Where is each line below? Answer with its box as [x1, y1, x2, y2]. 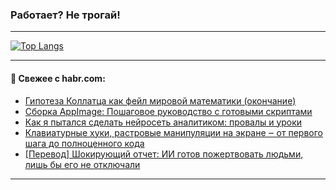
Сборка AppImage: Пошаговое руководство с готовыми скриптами [24, 105, 313, 117]
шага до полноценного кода [24, 137, 145, 149]
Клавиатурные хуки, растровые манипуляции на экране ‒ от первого [24, 126, 323, 138]
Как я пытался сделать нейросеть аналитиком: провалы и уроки [24, 116, 303, 128]
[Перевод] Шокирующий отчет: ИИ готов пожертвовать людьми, [24, 148, 304, 160]
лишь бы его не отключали [24, 158, 141, 170]
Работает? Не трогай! [10, 8, 121, 22]
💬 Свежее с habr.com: [10, 72, 106, 84]
